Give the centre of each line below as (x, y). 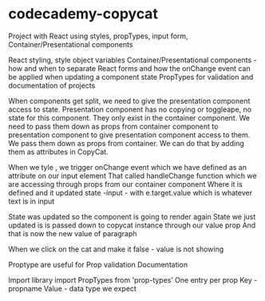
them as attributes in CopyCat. (59, 152)
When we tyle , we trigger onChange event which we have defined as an (128, 167)
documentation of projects (52, 85)
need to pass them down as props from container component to (113, 126)
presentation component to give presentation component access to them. (129, 135)
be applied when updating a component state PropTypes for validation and (131, 77)
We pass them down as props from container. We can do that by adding (127, 143)
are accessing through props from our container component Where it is (126, 184)
